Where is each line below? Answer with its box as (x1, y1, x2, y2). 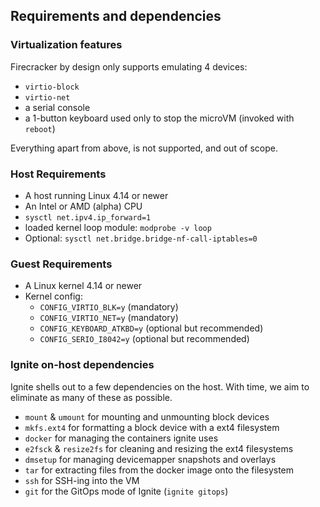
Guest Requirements (10, 257, 113, 271)
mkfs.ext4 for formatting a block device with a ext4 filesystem (24, 421, 280, 433)
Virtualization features (10, 38, 123, 52)
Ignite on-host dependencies (10, 358, 155, 372)
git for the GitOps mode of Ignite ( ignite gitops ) (24, 485, 229, 497)
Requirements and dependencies (10, 8, 222, 25)
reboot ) (24, 122, 56, 134)
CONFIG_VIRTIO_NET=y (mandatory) (39, 312, 179, 324)
